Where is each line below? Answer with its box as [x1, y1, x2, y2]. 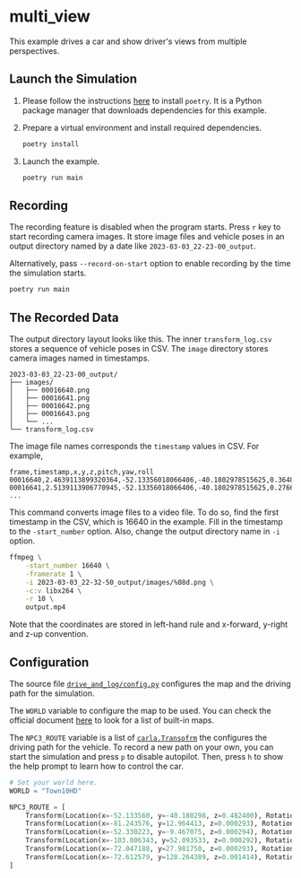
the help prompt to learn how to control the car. [9, 761, 184, 771]
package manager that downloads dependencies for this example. [21, 105, 267, 116]
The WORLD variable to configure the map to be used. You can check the [9, 705, 271, 716]
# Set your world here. [9, 778, 99, 787]
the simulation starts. [9, 267, 87, 279]
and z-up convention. [9, 629, 89, 639]
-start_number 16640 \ [25, 561, 110, 570]
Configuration [9, 655, 90, 670]
